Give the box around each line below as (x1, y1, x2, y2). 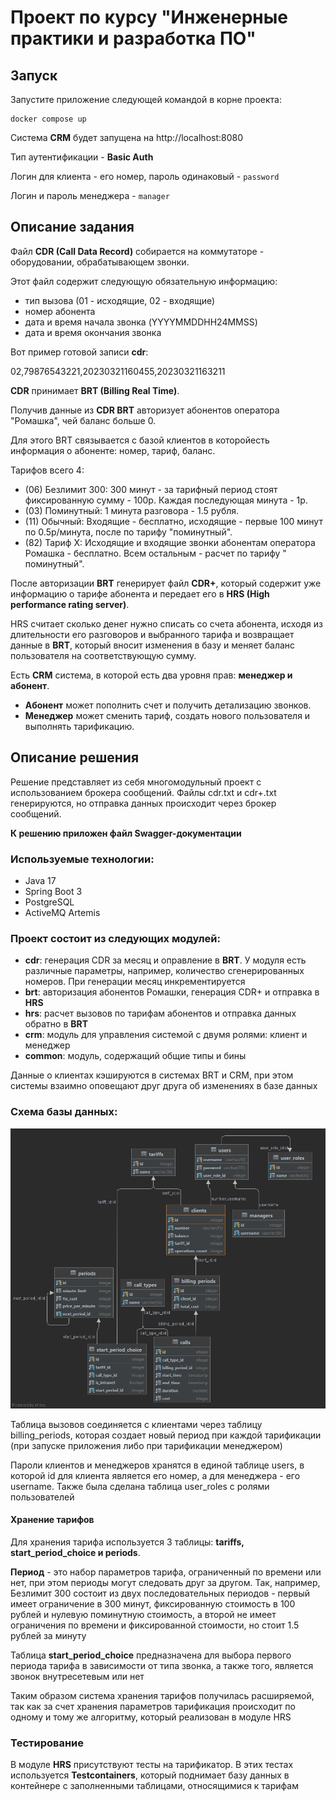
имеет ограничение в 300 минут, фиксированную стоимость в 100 (10, 1597, 296, 1610)
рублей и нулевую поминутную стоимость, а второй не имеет (10, 1608, 277, 1620)
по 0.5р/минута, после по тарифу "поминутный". (24, 526, 233, 538)
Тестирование (10, 1736, 85, 1750)
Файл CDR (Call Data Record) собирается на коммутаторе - (10, 245, 265, 257)
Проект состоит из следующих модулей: (10, 931, 221, 945)
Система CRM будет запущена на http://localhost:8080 (10, 132, 244, 143)
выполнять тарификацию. (24, 720, 135, 732)
